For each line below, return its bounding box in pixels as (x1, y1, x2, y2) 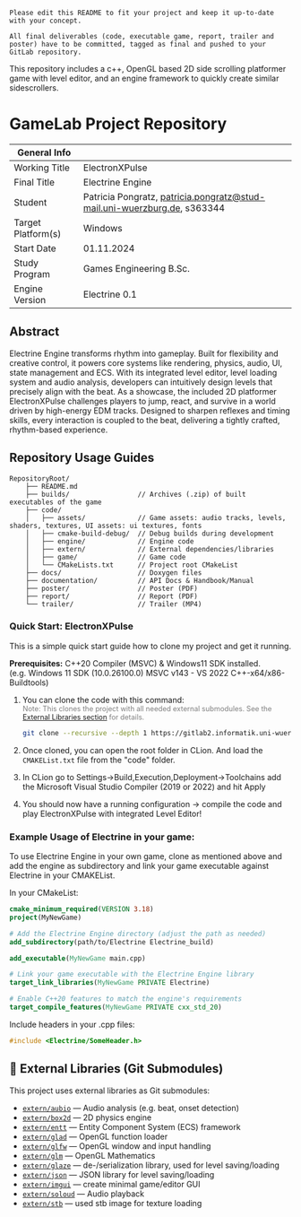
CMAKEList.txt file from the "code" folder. (21, 754, 176, 765)
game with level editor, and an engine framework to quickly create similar (9, 73, 279, 83)
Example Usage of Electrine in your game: (9, 830, 195, 843)
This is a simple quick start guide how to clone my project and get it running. (9, 640, 292, 651)
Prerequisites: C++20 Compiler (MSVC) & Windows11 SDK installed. (9, 657, 262, 668)
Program (13, 267, 51, 280)
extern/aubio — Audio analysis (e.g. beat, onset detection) (21, 1102, 240, 1113)
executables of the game (9, 498, 102, 507)
